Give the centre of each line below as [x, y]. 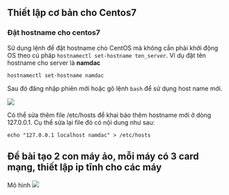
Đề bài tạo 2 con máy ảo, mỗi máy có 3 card [103, 156]
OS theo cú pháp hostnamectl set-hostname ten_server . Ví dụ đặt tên [107, 55]
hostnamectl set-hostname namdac [56, 75]
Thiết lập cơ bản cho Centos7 [72, 13]
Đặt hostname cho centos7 [54, 33]
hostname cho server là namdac [54, 63]
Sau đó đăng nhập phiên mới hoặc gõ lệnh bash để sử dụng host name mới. [115, 88]
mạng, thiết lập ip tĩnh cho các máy [85, 167]
